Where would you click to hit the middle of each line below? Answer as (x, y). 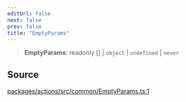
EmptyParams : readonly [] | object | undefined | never (101, 53)
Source (23, 75)
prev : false (24, 26)
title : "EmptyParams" (39, 33)
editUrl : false (29, 14)
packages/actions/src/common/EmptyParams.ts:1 (78, 92)
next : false (24, 20)
